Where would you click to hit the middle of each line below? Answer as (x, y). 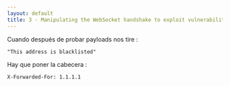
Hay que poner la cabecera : (47, 64)
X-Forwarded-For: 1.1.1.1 (44, 77)
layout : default (30, 13)
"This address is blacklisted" (52, 52)
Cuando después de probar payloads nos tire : (73, 39)
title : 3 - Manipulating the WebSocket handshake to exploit (96, 20)
